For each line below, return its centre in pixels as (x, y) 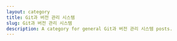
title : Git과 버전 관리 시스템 (41, 17)
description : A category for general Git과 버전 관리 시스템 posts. (89, 29)
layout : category (28, 12)
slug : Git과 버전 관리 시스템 (39, 23)
